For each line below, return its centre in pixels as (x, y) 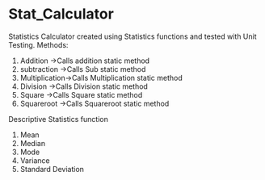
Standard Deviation (52, 169)
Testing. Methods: (38, 44)
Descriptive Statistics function (59, 119)
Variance (35, 160)
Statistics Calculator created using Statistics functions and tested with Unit (132, 36)
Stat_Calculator (61, 14)
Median (33, 143)
